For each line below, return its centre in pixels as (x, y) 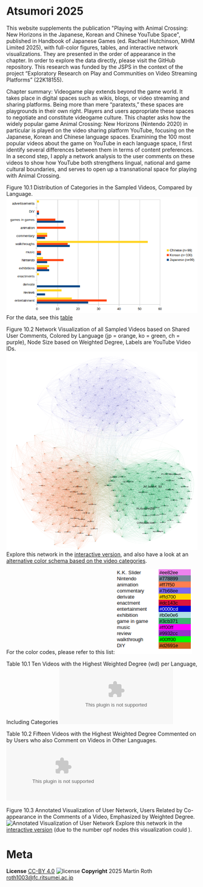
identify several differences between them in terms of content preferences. (100, 150)
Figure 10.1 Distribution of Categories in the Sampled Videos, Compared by (99, 187)
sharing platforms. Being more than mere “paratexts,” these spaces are (95, 104)
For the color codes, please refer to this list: (61, 652)
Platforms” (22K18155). (35, 80)
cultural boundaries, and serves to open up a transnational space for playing (101, 169)
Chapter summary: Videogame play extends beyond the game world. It (95, 91)
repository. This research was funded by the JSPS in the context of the (95, 67)
